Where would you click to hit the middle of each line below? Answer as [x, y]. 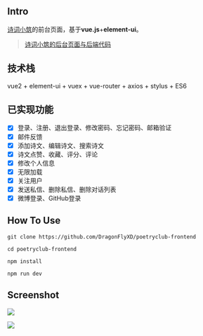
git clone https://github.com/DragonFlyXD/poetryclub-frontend [102, 237]
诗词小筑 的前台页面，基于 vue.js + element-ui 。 [75, 29]
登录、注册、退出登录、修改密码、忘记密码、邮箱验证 [94, 128]
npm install [25, 261]
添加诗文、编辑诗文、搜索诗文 [60, 145]
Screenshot [33, 295]
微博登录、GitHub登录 [49, 198]
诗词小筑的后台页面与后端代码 [67, 44]
